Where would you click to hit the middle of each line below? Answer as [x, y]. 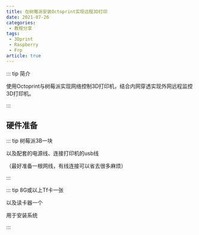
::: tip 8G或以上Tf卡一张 [35, 190]
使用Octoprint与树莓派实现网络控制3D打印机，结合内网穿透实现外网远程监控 [99, 86]
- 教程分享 [21, 28]
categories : [21, 23]
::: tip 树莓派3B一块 [29, 141]
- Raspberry [24, 45]
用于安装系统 [22, 215]
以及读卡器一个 [24, 203]
